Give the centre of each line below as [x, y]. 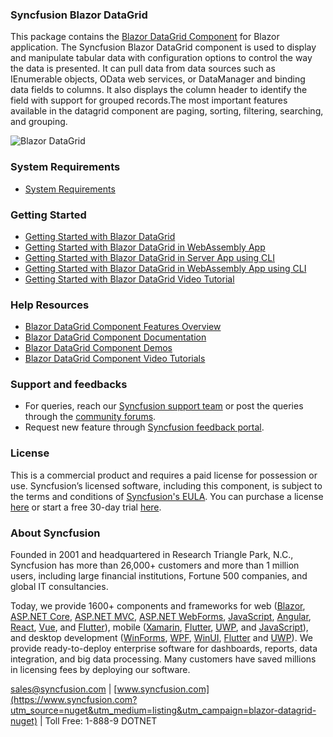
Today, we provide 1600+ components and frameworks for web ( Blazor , [158, 606]
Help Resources [50, 305]
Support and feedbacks [69, 385]
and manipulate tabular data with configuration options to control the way [161, 58]
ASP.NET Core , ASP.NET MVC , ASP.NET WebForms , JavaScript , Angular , [161, 617]
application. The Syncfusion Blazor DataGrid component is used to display [163, 47]
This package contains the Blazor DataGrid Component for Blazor [145, 37]
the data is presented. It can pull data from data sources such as [143, 69]
